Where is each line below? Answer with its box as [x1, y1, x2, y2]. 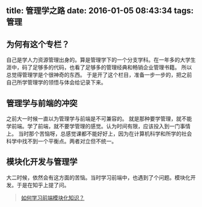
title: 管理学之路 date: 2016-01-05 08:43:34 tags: [6, 5, 194, 16]
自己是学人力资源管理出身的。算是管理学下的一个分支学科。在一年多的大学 [6, 56, 191, 64]
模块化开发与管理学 [6, 157, 78, 167]
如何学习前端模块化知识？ [20, 194, 85, 201]
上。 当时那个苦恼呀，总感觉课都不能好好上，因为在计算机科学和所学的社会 [6, 130, 192, 137]
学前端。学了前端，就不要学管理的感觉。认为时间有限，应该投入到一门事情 [6, 122, 191, 130]
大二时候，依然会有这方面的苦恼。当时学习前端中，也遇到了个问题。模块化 [6, 173, 191, 181]
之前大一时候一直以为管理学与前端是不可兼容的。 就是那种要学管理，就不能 [6, 115, 192, 122]
